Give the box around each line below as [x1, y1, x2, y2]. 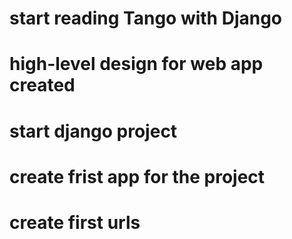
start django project [9, 120, 178, 142]
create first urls [9, 211, 141, 234]
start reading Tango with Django [9, 7, 283, 30]
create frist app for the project [9, 165, 266, 188]
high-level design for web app [9, 53, 264, 76]
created [9, 74, 76, 97]
